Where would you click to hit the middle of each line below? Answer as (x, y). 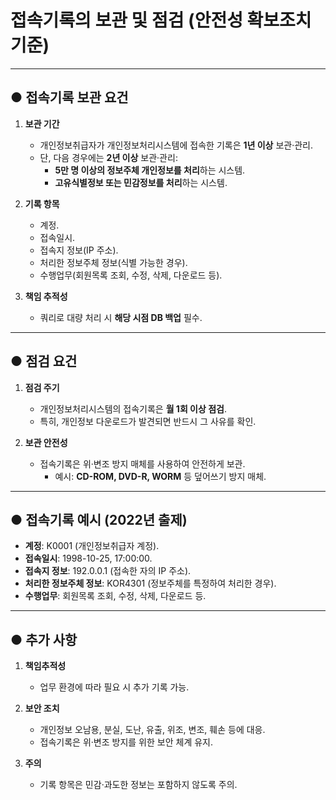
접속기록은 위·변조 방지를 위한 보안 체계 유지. (126, 742)
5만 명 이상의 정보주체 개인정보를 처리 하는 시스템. (150, 170)
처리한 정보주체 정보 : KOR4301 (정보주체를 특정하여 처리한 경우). (150, 583)
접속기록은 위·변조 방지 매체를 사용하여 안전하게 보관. (142, 463)
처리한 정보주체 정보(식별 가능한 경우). (113, 262)
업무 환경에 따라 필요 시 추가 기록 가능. (114, 687)
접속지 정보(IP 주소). (79, 250)
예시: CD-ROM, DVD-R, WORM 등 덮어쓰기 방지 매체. (160, 476)
